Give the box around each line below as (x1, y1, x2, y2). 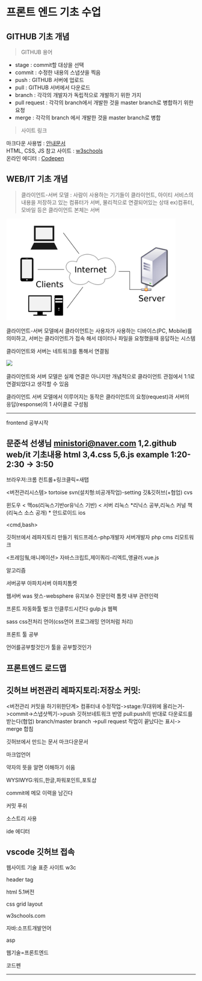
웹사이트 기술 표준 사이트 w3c (6, 864, 76, 871)
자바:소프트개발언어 (6, 924, 52, 932)
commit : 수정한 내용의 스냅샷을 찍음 (14, 69, 101, 76)
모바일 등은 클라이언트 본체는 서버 (20, 206, 100, 213)
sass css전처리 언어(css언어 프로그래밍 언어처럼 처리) (6, 618, 133, 625)
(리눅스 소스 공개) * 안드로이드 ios (6, 509, 86, 516)
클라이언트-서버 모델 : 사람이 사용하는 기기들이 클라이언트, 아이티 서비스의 (20, 191, 194, 198)
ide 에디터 (6, 827, 30, 835)
